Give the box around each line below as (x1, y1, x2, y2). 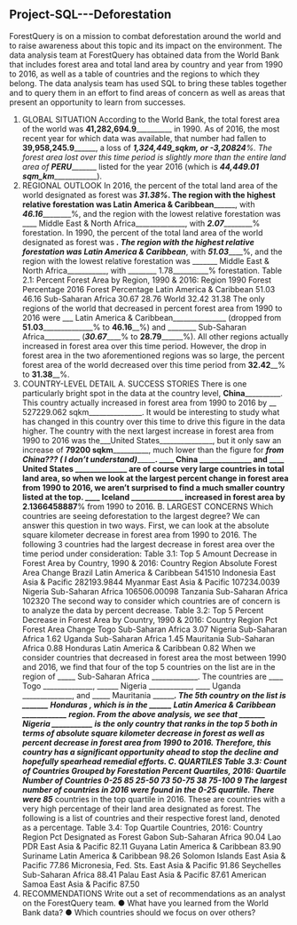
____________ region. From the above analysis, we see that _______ (21, 708, 266, 719)
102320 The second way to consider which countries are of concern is (21, 595, 281, 606)
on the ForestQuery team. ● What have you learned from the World (21, 897, 269, 908)
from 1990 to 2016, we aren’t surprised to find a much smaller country (21, 482, 285, 492)
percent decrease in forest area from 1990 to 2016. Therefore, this (21, 737, 272, 747)
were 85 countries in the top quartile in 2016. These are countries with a (21, 793, 285, 804)
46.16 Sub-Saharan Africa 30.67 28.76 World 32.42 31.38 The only (21, 293, 266, 304)
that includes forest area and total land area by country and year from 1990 (9, 59, 284, 69)
